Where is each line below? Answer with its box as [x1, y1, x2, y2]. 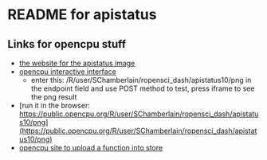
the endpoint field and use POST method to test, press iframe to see [30, 84, 255, 93]
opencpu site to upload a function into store [18, 143, 163, 152]
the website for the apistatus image [18, 58, 135, 68]
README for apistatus [7, 6, 157, 24]
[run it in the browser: [18, 101, 91, 110]
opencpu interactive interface [18, 67, 116, 76]
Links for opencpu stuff [7, 37, 127, 51]
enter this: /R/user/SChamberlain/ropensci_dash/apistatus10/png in [30, 76, 252, 84]
